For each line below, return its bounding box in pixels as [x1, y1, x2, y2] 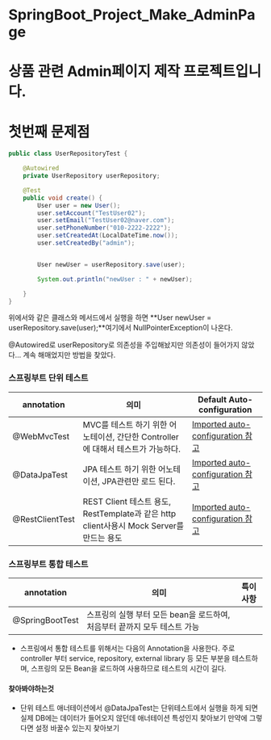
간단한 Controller [116, 431, 179, 442]
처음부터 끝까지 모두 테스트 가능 [86, 621, 200, 633]
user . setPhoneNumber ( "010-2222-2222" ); [37, 224, 172, 232]
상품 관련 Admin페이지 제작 [8, 62, 181, 81]
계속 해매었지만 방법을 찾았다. [23, 350, 116, 360]
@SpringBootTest [12, 615, 79, 626]
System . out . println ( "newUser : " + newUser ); [37, 275, 194, 284]
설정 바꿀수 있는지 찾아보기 [35, 723, 119, 733]
